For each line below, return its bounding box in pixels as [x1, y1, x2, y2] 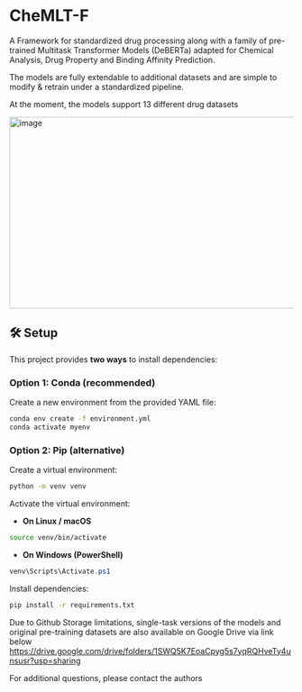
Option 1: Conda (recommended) [9, 376, 156, 388]
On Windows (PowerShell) [22, 549, 124, 560]
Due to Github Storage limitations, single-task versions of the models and [9, 616, 281, 627]
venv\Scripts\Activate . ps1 [9, 567, 111, 576]
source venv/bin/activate [9, 533, 106, 542]
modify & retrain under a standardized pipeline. [9, 81, 185, 92]
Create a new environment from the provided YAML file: [9, 397, 216, 408]
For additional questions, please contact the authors [9, 672, 203, 683]
